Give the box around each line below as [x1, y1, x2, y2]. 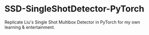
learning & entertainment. [4, 24, 55, 30]
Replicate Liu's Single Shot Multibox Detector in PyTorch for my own [4, 19, 141, 25]
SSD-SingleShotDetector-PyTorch [4, 3, 145, 14]
